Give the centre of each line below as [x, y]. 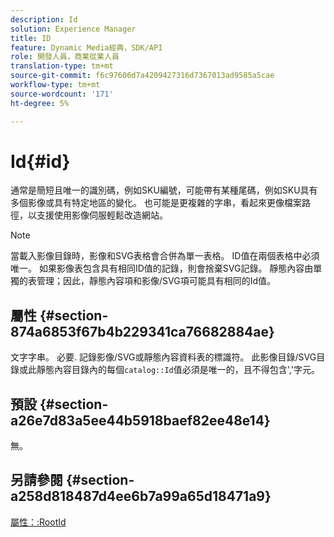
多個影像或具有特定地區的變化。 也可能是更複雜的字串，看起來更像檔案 [156, 203]
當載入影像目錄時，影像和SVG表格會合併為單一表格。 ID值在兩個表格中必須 [165, 256]
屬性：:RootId [38, 522]
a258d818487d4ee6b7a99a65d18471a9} [141, 496]
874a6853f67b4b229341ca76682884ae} [142, 331]
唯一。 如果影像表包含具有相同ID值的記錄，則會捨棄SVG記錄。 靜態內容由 [162, 268]
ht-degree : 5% [40, 103]
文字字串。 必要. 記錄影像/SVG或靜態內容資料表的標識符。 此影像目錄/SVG [163, 357]
